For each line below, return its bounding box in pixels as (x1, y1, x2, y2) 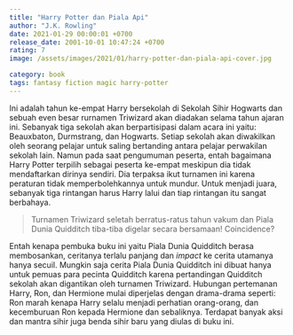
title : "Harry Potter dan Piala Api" (9, 12, 149, 22)
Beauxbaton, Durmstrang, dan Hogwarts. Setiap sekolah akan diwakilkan (9, 130, 276, 142)
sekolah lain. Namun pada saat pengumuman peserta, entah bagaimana (9, 150, 273, 160)
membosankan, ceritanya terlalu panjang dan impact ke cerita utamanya (9, 250, 273, 261)
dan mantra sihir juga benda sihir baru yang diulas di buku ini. (9, 316, 234, 326)
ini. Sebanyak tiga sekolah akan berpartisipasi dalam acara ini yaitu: (9, 121, 257, 132)
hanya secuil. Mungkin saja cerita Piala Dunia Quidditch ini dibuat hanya (9, 259, 273, 270)
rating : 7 (9, 46, 46, 55)
